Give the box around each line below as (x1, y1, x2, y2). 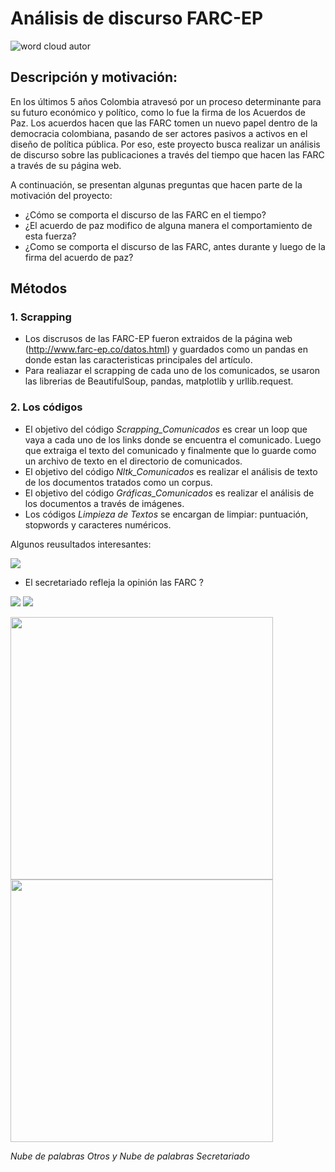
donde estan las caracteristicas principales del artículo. (24, 354, 253, 366)
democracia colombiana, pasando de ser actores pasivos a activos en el (10, 127, 308, 139)
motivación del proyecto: (10, 189, 113, 201)
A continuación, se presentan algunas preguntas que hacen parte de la (10, 178, 303, 191)
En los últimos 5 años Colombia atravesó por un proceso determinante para (10, 95, 322, 107)
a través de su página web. (10, 159, 122, 171)
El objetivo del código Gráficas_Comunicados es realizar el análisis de (24, 487, 315, 499)
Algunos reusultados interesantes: (10, 538, 152, 550)
